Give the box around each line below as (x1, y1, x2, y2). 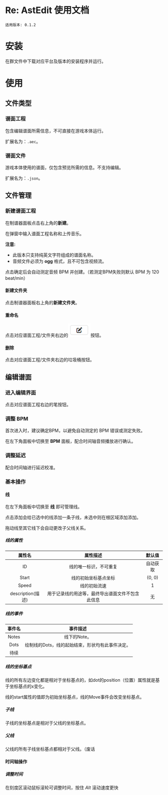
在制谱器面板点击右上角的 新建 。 (5, 220, 71, 226)
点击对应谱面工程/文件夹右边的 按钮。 (5, 332, 104, 339)
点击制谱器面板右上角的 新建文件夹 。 (5, 299, 80, 305)
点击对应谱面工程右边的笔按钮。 (5, 402, 71, 408)
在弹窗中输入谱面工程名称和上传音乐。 (5, 230, 84, 236)
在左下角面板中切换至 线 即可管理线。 (5, 504, 82, 510)
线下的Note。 (64, 634, 91, 640)
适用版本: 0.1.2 (5, 22, 36, 28)
